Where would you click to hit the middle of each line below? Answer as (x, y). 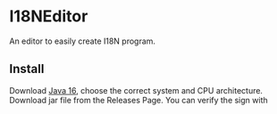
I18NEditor (49, 16)
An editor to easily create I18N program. (83, 41)
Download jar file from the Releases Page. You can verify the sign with (138, 100)
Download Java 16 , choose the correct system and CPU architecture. (136, 90)
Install (27, 69)
